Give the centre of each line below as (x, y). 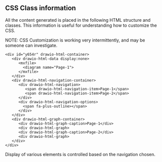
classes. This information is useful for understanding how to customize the (81, 25)
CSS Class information (40, 8)
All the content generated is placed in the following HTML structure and (78, 20)
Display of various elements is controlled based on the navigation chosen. (80, 154)
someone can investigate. (31, 45)
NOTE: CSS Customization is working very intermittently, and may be (75, 40)
